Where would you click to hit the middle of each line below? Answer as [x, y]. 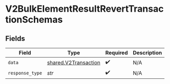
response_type [25, 73]
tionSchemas [34, 20]
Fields [15, 38]
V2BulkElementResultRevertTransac [84, 9]
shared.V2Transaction [74, 63]
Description [147, 53]
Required [116, 53]
